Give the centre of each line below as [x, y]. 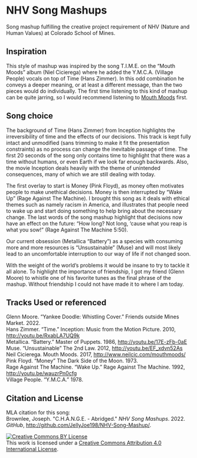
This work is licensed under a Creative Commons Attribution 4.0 [84, 443]
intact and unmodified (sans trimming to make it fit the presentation [88, 143]
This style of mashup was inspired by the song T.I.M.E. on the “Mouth [91, 66]
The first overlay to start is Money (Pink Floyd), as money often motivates [95, 186]
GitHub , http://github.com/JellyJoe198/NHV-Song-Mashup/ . [79, 425]
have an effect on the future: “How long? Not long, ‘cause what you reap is [97, 223]
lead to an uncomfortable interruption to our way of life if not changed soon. [98, 254]
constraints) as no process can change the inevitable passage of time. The [97, 149]
